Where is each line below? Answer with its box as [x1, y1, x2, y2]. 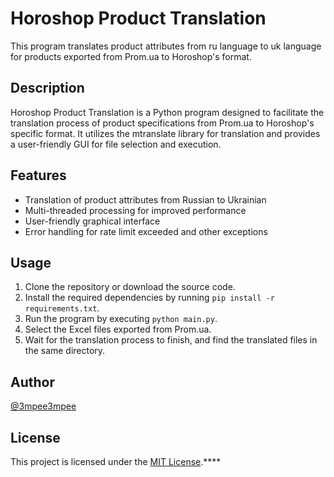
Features [10, 167, 67, 184]
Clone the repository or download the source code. [24, 281, 236, 293]
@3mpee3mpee [10, 400, 77, 412]
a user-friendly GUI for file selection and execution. [10, 138, 222, 150]
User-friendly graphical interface [24, 215, 161, 227]
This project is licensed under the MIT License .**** [10, 456, 222, 467]
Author [10, 373, 55, 391]
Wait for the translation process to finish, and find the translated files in [24, 334, 318, 346]
